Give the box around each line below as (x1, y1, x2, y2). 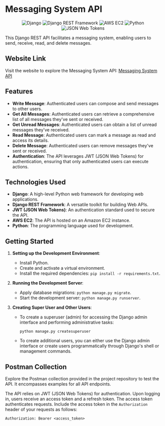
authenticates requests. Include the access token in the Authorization (5, 401, 148, 407)
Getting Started (5, 237, 54, 245)
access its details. (12, 137, 49, 143)
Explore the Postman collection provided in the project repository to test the (5, 376, 160, 381)
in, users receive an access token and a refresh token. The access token (5, 396, 153, 402)
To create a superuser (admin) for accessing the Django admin (19, 314, 147, 320)
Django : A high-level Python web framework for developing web (12, 191, 144, 197)
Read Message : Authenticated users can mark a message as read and (12, 132, 156, 138)
